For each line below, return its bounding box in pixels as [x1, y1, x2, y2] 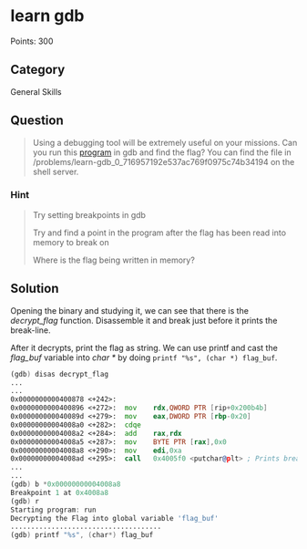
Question [10, 113, 64, 129]
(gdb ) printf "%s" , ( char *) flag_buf [10, 531, 154, 540]
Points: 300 [10, 36, 54, 47]
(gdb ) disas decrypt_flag [10, 369, 108, 378]
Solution [10, 281, 59, 296]
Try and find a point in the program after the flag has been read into [32, 227, 286, 238]
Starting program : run [10, 505, 97, 514]
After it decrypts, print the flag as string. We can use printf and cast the [10, 342, 279, 353]
